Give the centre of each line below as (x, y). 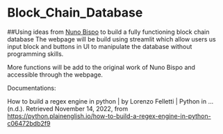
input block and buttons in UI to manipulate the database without (100, 46)
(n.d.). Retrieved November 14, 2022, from (68, 108)
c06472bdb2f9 (29, 123)
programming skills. (35, 54)
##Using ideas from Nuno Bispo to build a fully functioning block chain (108, 32)
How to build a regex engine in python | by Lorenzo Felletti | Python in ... (110, 101)
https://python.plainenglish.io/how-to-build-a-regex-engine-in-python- (109, 116)
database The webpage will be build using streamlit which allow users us (112, 39)
